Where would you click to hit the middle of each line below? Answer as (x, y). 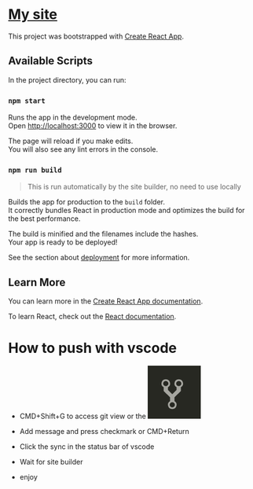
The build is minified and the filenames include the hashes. (103, 234)
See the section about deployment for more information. (99, 258)
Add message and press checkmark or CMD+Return (104, 432)
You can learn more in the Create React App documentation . (106, 301)
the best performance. (44, 219)
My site (33, 15)
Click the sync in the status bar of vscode (87, 447)
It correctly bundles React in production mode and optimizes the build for (126, 211)
